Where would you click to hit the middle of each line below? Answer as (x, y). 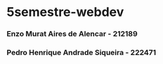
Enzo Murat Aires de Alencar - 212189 (72, 34)
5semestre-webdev (65, 12)
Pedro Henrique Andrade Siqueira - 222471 (81, 53)
